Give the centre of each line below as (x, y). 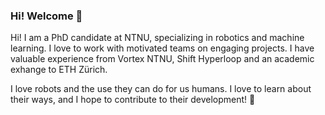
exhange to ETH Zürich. (59, 70)
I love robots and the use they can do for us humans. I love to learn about (161, 89)
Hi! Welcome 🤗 (46, 16)
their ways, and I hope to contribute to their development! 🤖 (133, 100)
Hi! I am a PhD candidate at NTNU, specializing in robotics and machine (157, 38)
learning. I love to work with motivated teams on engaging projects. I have (162, 48)
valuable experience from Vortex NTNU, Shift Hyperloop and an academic (162, 59)
